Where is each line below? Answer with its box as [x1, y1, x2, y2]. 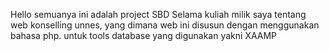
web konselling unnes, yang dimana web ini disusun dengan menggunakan [10, 19, 320, 31]
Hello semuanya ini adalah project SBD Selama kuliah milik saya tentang [10, 9, 307, 20]
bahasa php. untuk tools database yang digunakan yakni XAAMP [10, 30, 278, 41]
